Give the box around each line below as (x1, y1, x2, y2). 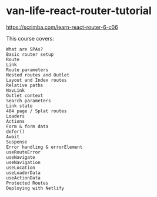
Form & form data (6, 123, 49, 129)
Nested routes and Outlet (6, 72, 69, 78)
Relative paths (6, 82, 44, 88)
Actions (6, 118, 25, 124)
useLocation (6, 165, 35, 171)
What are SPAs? (6, 46, 44, 52)
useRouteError (6, 149, 41, 155)
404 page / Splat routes (6, 108, 67, 114)
